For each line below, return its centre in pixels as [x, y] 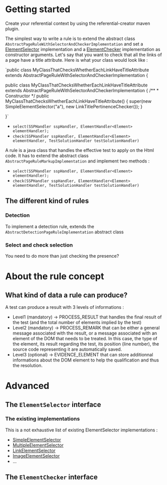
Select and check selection [39, 245]
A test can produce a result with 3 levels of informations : [65, 307]
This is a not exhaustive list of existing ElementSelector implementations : [81, 430]
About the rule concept [55, 276]
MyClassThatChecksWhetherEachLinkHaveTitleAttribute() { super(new [78, 101]
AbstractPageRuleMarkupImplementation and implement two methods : [77, 161]
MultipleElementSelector [38, 445]
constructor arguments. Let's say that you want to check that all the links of [84, 55]
